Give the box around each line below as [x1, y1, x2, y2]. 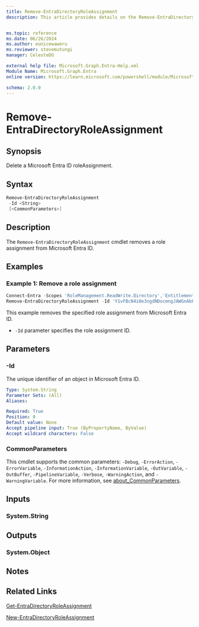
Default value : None [6, 419, 57, 426]
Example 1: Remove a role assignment [6, 279, 117, 288]
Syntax [6, 179, 33, 189]
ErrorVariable [6, 466, 41, 472]
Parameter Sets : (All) [6, 392, 62, 398]
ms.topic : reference [6, 30, 57, 36]
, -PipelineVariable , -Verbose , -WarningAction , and [30, 471, 155, 478]
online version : [6, 74, 46, 80]
